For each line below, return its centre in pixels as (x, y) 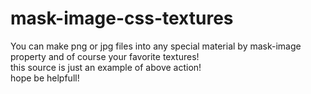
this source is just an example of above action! (106, 67)
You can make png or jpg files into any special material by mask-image (156, 46)
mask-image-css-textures (122, 18)
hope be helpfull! (45, 78)
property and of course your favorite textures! (105, 56)
